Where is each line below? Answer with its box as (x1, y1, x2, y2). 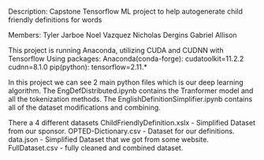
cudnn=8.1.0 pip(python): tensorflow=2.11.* (8, 62, 147, 72)
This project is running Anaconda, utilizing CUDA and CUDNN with (8, 46, 224, 54)
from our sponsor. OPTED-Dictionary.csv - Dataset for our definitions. (8, 126, 235, 136)
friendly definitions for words (8, 15, 102, 24)
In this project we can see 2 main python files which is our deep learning (8, 78, 244, 87)
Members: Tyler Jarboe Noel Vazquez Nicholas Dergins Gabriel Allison (8, 31, 238, 39)
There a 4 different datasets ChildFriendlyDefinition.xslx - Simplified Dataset (8, 118, 256, 127)
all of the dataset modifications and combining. (8, 102, 162, 112)
